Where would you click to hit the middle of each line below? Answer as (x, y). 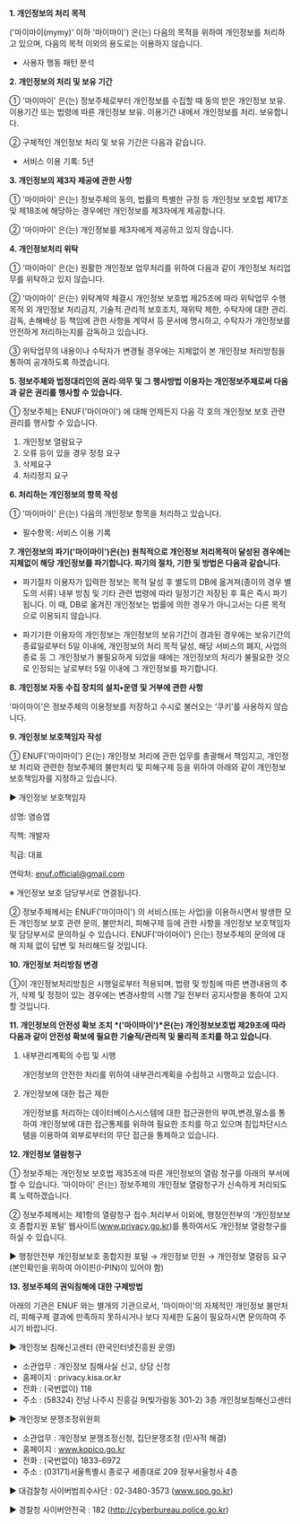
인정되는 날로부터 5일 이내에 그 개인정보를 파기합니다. (125, 668)
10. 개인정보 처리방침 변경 (54, 964)
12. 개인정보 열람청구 (46, 1154)
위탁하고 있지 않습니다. (65, 279)
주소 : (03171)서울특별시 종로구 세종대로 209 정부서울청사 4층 (130, 1471)
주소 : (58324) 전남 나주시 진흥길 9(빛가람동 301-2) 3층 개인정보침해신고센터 (157, 1400)
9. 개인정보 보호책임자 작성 (56, 737)
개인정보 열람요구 (52, 442)
